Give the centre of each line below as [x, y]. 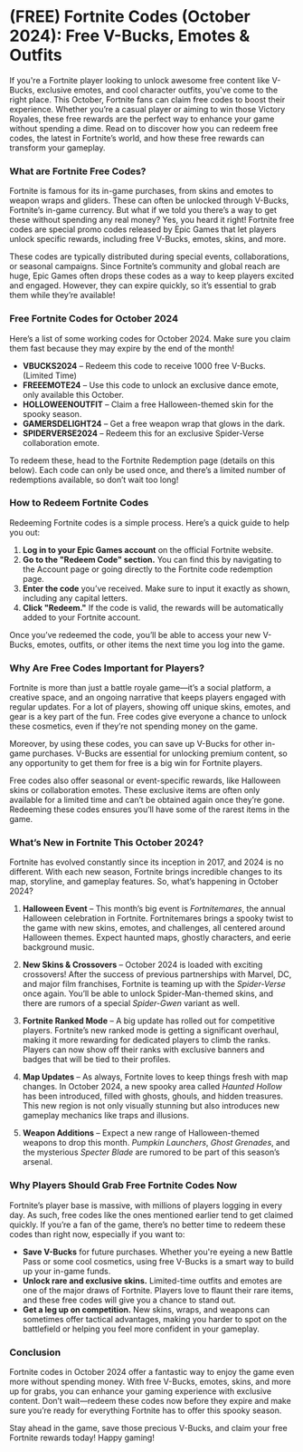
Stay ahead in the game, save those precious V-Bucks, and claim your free [148, 1428]
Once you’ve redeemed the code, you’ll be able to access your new [135, 634]
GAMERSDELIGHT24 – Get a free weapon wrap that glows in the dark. [154, 423]
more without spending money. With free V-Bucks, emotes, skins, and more [150, 1382]
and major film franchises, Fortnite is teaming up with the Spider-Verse [154, 984]
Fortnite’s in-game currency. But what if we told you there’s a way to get [143, 210]
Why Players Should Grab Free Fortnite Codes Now [123, 1186]
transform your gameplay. [57, 148]
